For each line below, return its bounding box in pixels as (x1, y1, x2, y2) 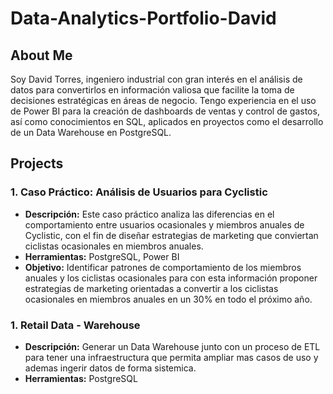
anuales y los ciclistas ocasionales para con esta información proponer (24, 272, 318, 284)
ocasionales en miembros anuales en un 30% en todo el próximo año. (24, 293, 313, 305)
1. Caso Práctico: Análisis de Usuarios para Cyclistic (10, 185, 268, 199)
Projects (10, 155, 64, 172)
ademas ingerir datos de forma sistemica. (24, 362, 197, 374)
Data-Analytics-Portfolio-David (10, 7, 277, 30)
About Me (10, 47, 73, 64)
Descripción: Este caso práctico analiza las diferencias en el (24, 208, 275, 220)
